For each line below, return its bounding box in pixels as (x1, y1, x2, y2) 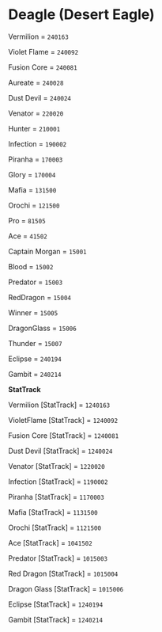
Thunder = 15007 (8, 338, 62, 348)
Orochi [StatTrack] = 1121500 (8, 523, 101, 532)
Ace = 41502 (8, 231, 47, 241)
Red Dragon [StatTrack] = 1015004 (8, 569, 119, 578)
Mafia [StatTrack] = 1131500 (8, 507, 99, 516)
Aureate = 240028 (8, 78, 64, 87)
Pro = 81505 (8, 215, 46, 225)
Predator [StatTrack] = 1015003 (8, 553, 108, 563)
